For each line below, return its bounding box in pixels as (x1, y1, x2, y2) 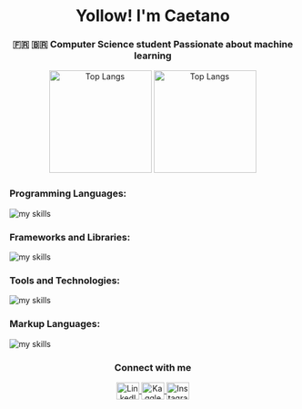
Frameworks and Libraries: (9, 230, 131, 243)
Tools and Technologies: (9, 274, 121, 287)
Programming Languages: (9, 188, 127, 200)
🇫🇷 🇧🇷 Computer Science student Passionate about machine (12, 38, 294, 51)
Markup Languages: (9, 318, 101, 331)
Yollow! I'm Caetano (75, 5, 230, 26)
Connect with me (114, 361, 192, 373)
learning (134, 49, 172, 62)
